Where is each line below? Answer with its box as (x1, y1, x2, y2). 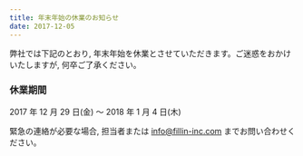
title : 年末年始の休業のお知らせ (9, 13, 120, 23)
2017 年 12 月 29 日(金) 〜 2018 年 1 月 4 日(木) (9, 106, 181, 117)
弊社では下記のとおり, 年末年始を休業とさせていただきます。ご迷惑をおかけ (9, 47, 292, 59)
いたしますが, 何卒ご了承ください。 (9, 59, 142, 70)
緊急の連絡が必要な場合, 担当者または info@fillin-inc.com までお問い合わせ (9, 125, 288, 136)
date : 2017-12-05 (9, 22, 75, 31)
